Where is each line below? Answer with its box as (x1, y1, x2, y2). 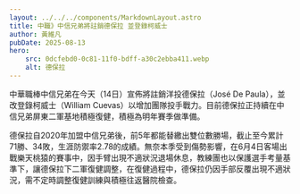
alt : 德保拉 (25, 63, 66, 72)
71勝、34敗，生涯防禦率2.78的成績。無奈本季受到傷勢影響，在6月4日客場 (9, 140, 279, 152)
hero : (9, 46, 29, 55)
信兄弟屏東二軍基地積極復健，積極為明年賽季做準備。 (9, 111, 205, 122)
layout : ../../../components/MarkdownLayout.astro (9, 13, 202, 22)
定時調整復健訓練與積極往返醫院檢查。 (39, 174, 181, 185)
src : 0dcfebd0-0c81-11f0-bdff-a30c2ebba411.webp (25, 55, 210, 63)
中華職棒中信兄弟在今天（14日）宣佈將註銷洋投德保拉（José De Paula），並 (9, 89, 286, 99)
